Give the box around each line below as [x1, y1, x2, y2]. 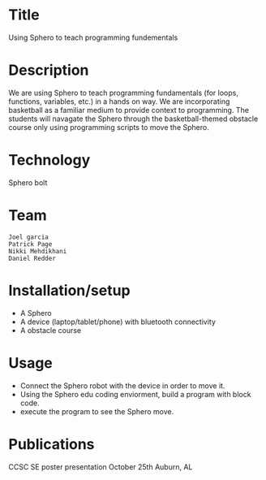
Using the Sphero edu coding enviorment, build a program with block [19, 389, 251, 399]
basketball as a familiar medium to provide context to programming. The [8, 105, 250, 115]
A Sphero [19, 308, 52, 318]
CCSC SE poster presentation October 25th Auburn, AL [8, 461, 193, 472]
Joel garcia [8, 233, 49, 241]
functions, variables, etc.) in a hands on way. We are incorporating [8, 96, 230, 106]
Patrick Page [8, 240, 53, 249]
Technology [8, 151, 91, 170]
